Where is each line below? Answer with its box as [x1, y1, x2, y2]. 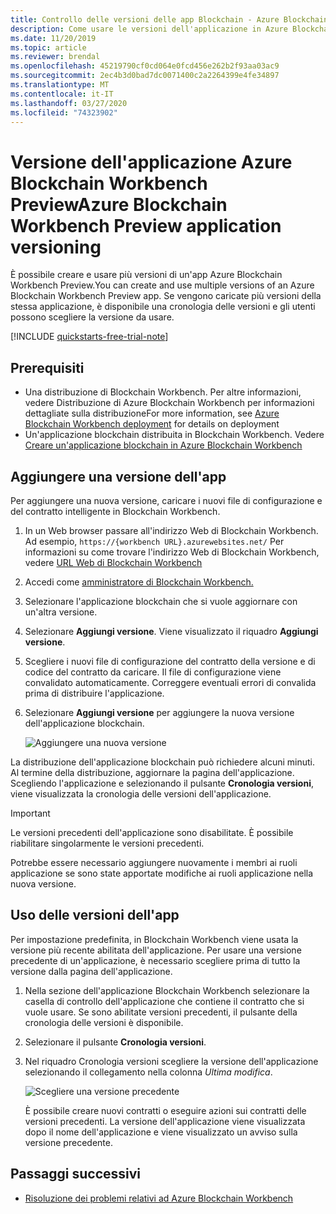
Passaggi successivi [10, 1166, 142, 1183]
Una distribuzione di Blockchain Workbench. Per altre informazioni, [24, 386, 302, 398]
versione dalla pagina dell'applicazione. [10, 965, 173, 977]
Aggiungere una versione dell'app [10, 468, 227, 485]
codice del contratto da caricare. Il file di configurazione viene [24, 666, 282, 678]
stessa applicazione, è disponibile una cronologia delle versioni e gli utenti [10, 301, 316, 313]
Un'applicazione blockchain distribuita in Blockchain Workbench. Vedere [24, 429, 325, 441]
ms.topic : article [10, 42, 87, 53]
